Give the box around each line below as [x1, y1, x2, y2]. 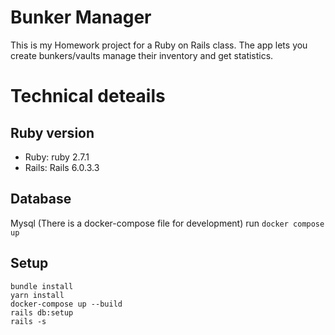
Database [10, 191, 72, 208]
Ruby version [10, 124, 95, 141]
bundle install [10, 281, 74, 291]
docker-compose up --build [10, 299, 123, 309]
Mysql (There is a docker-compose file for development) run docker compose [10, 217, 325, 229]
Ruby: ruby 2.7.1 [24, 151, 90, 163]
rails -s [10, 316, 47, 326]
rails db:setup [10, 307, 74, 318]
